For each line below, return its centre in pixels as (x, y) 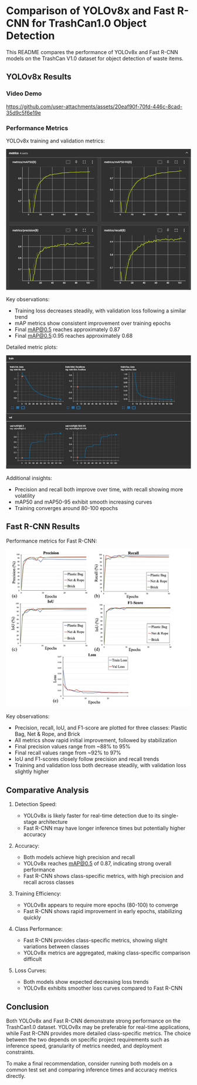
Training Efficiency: (38, 894)
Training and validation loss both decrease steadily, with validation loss (100, 766)
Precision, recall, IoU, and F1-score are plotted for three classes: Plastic (101, 728)
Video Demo (24, 94)
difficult (33, 959)
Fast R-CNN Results (43, 527)
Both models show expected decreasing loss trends (86, 982)
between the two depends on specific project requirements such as (88, 1040)
